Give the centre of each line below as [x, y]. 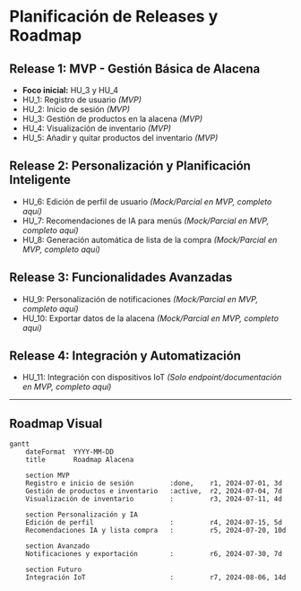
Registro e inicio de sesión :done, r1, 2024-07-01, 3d [154, 483]
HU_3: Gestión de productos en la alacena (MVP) [112, 119]
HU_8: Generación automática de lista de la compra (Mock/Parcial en [150, 239]
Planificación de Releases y [114, 17]
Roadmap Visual [56, 423]
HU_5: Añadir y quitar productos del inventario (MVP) [120, 138]
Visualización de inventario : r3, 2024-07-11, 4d [154, 500]
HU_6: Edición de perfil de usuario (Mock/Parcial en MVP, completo [147, 201]
